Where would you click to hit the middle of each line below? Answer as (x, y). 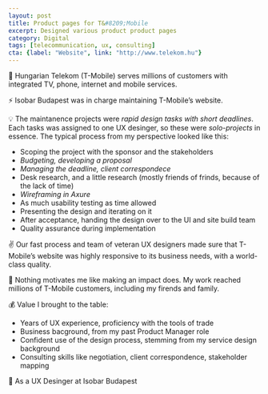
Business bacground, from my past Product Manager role (114, 332)
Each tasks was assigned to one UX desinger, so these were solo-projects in (134, 128)
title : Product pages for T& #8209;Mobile (78, 23)
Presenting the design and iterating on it (86, 211)
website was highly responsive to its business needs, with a (136, 256)
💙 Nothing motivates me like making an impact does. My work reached (125, 280)
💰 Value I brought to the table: (58, 304)
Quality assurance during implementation (88, 228)
